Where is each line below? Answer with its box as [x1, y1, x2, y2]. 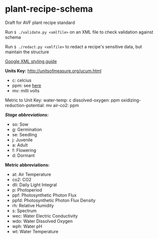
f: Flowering [12, 147, 36, 153]
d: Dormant [12, 152, 35, 158]
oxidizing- [121, 97, 141, 103]
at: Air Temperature [12, 171, 51, 177]
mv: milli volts [12, 87, 40, 93]
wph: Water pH [12, 223, 42, 229]
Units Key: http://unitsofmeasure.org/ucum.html [5, 67, 102, 74]
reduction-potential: [5, 102, 45, 108]
